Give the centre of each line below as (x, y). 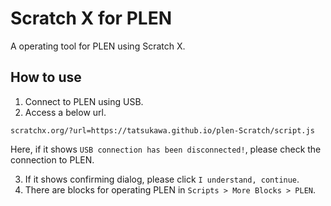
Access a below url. (65, 112)
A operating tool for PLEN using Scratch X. (98, 46)
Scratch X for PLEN (91, 18)
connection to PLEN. (52, 159)
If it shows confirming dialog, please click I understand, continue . (162, 179)
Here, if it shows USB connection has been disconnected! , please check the (166, 149)
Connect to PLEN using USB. (84, 101)
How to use (46, 77)
